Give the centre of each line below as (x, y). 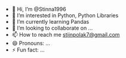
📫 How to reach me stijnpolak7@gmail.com (66, 35)
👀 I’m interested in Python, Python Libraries (65, 15)
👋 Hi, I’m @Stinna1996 (39, 9)
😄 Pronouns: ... (31, 43)
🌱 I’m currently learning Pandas (50, 22)
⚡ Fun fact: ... (28, 50)
